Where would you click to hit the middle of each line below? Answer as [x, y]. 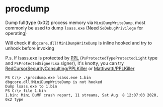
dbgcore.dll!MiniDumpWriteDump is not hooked [54, 82]
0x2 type [14, 99]
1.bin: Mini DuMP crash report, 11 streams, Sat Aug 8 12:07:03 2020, [82, 95]
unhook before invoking [30, 48]
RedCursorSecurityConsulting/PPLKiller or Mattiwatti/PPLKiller [70, 68]
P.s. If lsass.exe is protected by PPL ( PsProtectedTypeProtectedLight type [81, 57]
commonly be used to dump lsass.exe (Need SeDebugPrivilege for [74, 27]
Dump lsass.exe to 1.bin [31, 86]
